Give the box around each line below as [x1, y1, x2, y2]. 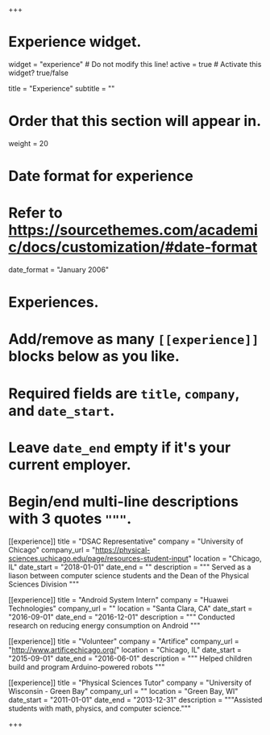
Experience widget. [8, 33, 142, 51]
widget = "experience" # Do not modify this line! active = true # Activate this [8, 59, 262, 69]
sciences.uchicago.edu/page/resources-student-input [8, 553, 189, 563]
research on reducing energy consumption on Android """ [8, 620, 201, 630]
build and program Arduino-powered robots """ [8, 661, 165, 671]
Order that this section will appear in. [8, 112, 262, 130]
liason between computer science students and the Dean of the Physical [8, 570, 250, 580]
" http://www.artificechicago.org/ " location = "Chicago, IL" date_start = [8, 645, 242, 654]
